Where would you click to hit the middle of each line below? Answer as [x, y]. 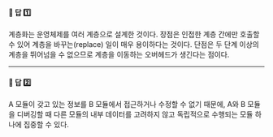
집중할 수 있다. [46, 125]
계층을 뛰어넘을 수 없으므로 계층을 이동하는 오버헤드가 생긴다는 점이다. [119, 55]
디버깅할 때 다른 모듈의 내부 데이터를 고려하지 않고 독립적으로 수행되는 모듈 [135, 114]
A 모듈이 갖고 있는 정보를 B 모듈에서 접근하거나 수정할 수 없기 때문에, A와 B [127, 105]
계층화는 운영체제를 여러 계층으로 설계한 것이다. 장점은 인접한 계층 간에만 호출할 [134, 34]
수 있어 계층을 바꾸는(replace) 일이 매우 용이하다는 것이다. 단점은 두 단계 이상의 [134, 45]
